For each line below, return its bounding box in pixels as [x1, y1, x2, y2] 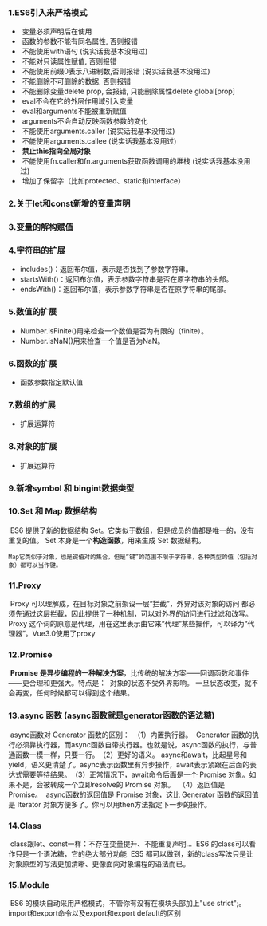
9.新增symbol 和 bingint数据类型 [8, 483, 135, 494]
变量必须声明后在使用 [22, 26, 92, 37]
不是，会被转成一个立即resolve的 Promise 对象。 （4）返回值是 [14, 779, 226, 789]
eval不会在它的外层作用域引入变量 [22, 97, 134, 106]
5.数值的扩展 [8, 306, 57, 317]
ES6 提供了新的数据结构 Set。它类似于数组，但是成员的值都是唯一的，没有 [10, 525, 255, 535]
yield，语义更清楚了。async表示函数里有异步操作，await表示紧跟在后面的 [8, 759, 249, 769]
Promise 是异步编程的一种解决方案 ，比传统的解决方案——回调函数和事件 [10, 668, 249, 678]
